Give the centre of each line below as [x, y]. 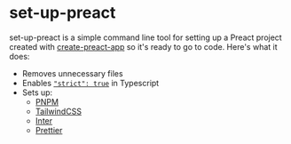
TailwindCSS [59, 111]
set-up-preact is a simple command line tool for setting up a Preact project [145, 37]
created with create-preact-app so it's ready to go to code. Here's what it [143, 46]
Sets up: [37, 92]
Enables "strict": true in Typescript [90, 83]
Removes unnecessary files [72, 73]
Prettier [49, 130]
